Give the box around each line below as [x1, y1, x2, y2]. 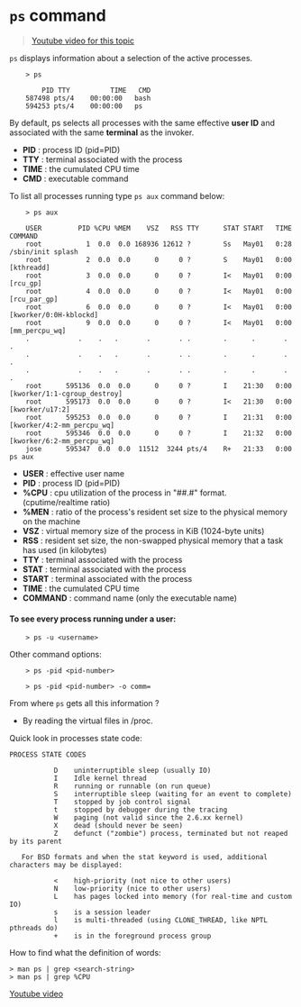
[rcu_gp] [9, 278, 42, 288]
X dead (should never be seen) [53, 821, 183, 830]
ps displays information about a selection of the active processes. [9, 52, 253, 63]
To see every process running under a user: [9, 613, 177, 624]
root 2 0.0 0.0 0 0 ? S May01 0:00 [25, 255, 293, 264]
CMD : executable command [22, 173, 129, 184]
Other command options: [9, 649, 102, 660]
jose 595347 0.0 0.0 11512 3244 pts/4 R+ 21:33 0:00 [25, 444, 293, 453]
